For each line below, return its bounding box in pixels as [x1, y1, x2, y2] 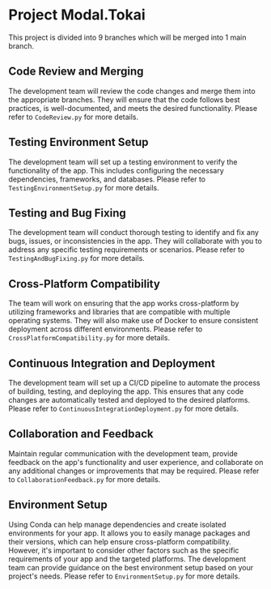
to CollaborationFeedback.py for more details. [8, 474, 161, 484]
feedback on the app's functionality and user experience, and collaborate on [8, 457, 264, 467]
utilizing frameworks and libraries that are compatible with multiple [8, 307, 231, 317]
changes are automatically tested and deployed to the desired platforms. [8, 395, 251, 404]
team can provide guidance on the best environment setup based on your [8, 562, 254, 572]
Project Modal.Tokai [8, 6, 146, 24]
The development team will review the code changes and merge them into [8, 86, 256, 96]
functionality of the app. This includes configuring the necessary [8, 165, 224, 175]
